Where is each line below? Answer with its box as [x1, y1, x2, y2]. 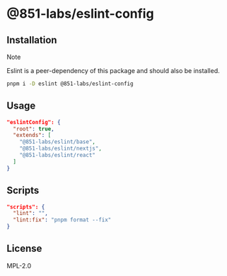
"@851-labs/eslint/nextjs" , [19, 145, 102, 153]
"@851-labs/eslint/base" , [19, 138, 96, 145]
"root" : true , [13, 125, 54, 133]
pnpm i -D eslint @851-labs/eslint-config [6, 80, 134, 87]
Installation [6, 34, 57, 46]
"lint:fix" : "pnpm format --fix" [13, 216, 112, 223]
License [6, 243, 42, 255]
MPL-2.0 [6, 261, 32, 270]
